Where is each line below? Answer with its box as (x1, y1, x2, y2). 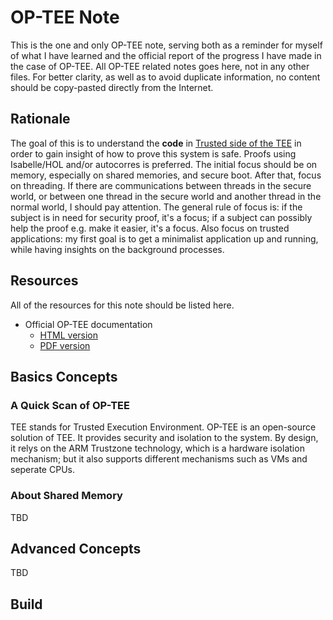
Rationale (10, 111, 71, 128)
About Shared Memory (10, 489, 123, 503)
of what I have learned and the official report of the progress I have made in (10, 49, 322, 61)
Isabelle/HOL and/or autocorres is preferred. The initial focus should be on (10, 158, 318, 170)
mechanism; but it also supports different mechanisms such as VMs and (10, 453, 308, 465)
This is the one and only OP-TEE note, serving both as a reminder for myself (10, 39, 323, 51)
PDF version (39, 339, 91, 351)
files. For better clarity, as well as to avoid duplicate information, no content (10, 71, 321, 83)
